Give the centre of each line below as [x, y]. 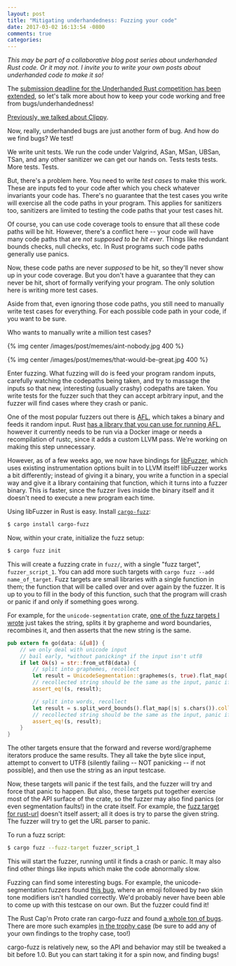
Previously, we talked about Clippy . [58, 118]
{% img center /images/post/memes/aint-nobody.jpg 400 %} [96, 346]
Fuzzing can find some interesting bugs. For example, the [90, 882]
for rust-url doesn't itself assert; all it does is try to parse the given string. [113, 814]
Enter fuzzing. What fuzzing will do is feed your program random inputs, [112, 373]
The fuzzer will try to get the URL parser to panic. [79, 822]
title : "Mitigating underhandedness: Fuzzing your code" [92, 20]
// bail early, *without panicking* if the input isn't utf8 [111, 656]
